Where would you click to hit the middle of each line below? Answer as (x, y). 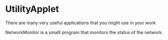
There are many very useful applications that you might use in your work (81, 23)
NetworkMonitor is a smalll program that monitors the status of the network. (84, 32)
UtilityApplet (32, 9)
